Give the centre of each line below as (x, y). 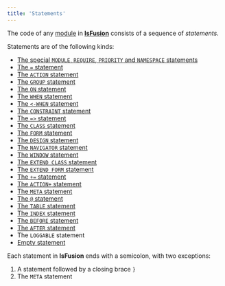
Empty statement (41, 242)
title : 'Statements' (37, 13)
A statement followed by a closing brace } (76, 269)
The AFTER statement (46, 228)
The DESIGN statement (48, 140)
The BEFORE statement (48, 220)
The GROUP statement (46, 81)
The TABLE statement (46, 206)
